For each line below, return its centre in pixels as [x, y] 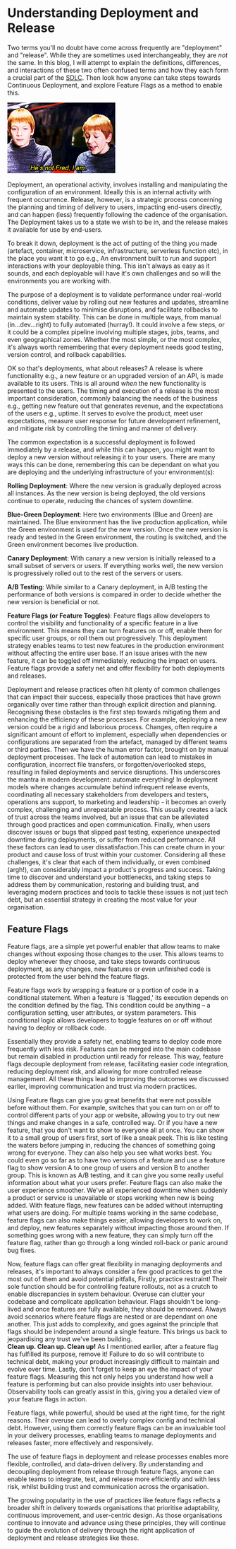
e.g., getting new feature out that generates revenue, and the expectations [115, 406]
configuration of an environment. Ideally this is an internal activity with [109, 192]
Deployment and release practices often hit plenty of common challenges [114, 689]
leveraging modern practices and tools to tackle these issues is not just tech [118, 892]
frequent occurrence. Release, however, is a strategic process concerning [115, 199]
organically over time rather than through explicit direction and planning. [112, 704]
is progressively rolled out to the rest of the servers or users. [95, 573]
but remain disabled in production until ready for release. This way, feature [116, 1056]
